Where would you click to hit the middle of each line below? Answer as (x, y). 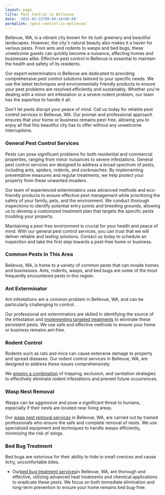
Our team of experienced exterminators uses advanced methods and (75, 190)
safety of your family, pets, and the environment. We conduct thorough (77, 200)
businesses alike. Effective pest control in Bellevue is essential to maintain (80, 59)
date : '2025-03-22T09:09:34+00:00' (42, 19)
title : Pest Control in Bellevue (40, 14)
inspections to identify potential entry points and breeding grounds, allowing (83, 205)
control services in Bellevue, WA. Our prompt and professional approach (79, 115)
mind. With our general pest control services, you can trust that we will (77, 231)
